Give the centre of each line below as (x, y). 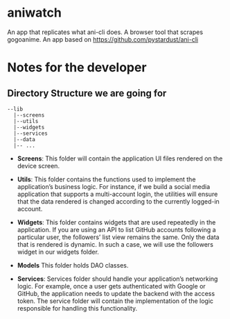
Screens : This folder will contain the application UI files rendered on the (120, 158)
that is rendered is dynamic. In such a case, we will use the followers (115, 244)
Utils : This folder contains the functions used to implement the (106, 179)
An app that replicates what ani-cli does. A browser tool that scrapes (105, 32)
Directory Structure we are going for (87, 93)
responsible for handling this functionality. (77, 308)
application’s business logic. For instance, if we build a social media (114, 186)
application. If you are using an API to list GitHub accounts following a (116, 229)
